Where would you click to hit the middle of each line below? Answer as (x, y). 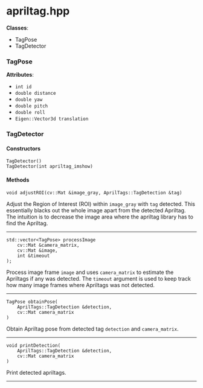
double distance (35, 94)
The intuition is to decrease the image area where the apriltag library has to (100, 217)
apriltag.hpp (38, 11)
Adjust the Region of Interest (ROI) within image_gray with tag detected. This (101, 204)
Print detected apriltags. (36, 372)
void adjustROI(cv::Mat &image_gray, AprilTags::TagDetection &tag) (94, 192)
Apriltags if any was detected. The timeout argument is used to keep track (99, 278)
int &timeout (34, 256)
